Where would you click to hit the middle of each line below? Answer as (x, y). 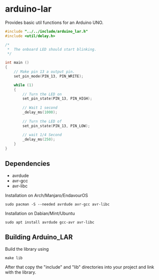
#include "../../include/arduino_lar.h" (47, 31)
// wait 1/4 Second (42, 135)
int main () (17, 63)
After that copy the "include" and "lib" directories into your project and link (80, 267)
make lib (14, 258)
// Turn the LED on (42, 94)
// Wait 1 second (40, 108)
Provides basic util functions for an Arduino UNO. (54, 22)
